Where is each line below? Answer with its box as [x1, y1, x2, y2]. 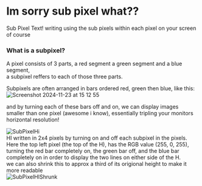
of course [6, 30, 31, 38]
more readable [6, 166, 43, 174]
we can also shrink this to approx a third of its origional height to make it [6, 160, 187, 168]
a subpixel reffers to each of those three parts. [6, 73, 123, 80]
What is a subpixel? [6, 46, 66, 54]
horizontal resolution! [6, 116, 60, 123]
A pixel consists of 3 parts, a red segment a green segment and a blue [6, 60, 183, 68]
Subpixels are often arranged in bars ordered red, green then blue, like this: [6, 85, 195, 92]
